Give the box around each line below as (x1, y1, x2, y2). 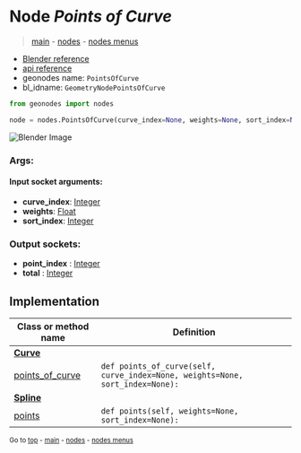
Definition (172, 326, 216, 338)
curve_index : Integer (21, 196, 101, 207)
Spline (13, 391, 42, 404)
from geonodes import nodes (9, 99, 115, 109)
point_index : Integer (21, 258, 100, 269)
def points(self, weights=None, (100, 405, 239, 416)
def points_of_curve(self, (100, 361, 217, 371)
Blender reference (21, 53, 90, 64)
